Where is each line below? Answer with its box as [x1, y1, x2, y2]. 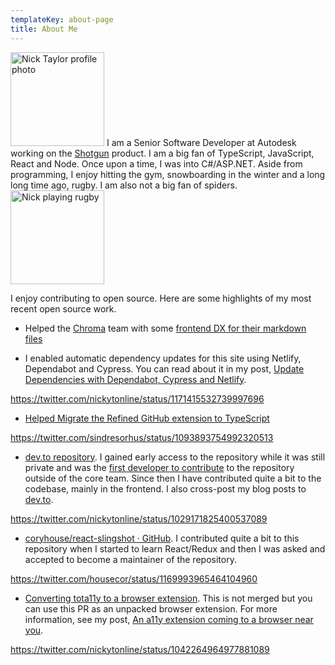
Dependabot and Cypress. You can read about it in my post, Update [24, 362, 305, 375]
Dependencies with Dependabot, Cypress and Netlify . [24, 373, 247, 385]
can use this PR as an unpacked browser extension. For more [24, 602, 278, 615]
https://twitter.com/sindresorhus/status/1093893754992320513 [10, 431, 274, 443]
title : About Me [10, 24, 78, 34]
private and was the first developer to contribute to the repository [24, 461, 295, 473]
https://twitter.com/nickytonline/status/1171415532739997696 [10, 392, 265, 405]
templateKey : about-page [10, 14, 114, 25]
